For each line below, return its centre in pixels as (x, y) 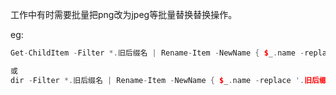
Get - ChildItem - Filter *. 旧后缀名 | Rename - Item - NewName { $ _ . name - (157, 53)
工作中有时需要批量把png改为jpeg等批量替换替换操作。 (124, 14)
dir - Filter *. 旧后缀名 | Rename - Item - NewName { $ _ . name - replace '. (157, 80)
